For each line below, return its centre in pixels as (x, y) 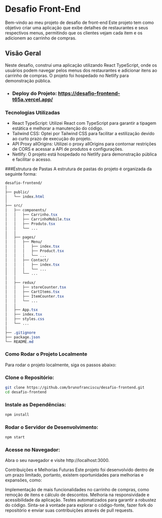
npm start (15, 438)
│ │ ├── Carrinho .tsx (31, 215)
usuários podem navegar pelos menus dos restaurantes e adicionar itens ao (81, 70)
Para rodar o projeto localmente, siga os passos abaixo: (61, 365)
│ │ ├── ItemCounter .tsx (35, 296)
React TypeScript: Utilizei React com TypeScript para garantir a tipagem (84, 123)
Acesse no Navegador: (33, 450)
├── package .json (23, 337)
